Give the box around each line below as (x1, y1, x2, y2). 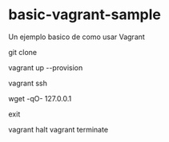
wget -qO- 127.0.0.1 (8, 93, 72, 103)
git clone (8, 47, 38, 57)
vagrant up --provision (8, 62, 83, 73)
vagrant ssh (8, 78, 48, 88)
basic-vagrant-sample (8, 6, 162, 24)
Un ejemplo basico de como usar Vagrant (8, 32, 146, 41)
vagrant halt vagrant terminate (8, 124, 109, 134)
